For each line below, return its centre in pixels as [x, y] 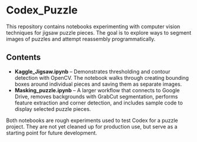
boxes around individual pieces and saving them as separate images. [98, 84]
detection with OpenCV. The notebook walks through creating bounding [102, 77]
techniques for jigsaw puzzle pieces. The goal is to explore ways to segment [99, 32]
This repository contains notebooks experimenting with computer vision [93, 26]
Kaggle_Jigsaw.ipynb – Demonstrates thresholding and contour [92, 72]
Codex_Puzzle [42, 10]
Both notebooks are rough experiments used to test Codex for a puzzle [92, 120]
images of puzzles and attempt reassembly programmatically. [81, 39]
